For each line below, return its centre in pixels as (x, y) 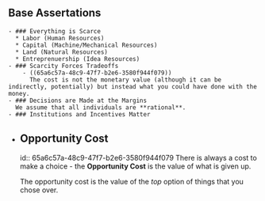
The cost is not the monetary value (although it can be (125, 80)
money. (19, 93)
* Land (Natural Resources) (62, 52)
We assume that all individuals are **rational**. (101, 107)
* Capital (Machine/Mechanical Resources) (86, 45)
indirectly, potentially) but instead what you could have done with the (133, 86)
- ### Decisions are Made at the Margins (78, 100)
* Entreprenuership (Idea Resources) (78, 59)
